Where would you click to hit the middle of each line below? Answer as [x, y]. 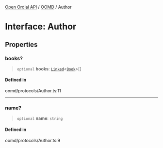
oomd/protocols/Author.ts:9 [33, 140]
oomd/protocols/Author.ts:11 [33, 91]
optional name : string [40, 118]
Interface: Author [41, 27]
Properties [21, 44]
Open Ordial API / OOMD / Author [38, 7]
